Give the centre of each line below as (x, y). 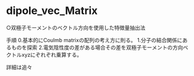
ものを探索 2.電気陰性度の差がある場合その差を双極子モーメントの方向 (97, 47)
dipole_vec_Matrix (52, 11)
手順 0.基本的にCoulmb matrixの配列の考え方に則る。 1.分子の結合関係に (94, 40)
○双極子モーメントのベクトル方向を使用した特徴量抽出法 (76, 27)
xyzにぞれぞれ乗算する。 (52, 54)
